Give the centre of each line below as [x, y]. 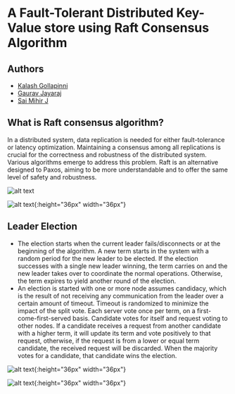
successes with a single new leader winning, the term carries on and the [122, 266]
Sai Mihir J [33, 101]
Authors [26, 69]
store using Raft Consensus [127, 28]
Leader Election [42, 227]
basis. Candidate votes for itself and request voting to [150, 318]
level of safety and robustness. [52, 177]
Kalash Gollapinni [43, 85]
